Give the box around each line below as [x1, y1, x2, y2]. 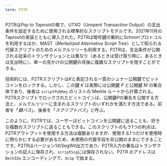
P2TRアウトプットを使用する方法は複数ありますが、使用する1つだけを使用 [5, 130, 158, 136]
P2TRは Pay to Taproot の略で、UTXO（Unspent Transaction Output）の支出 [5, 21, 161, 27]
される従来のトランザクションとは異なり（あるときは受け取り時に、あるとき [5, 53, 163, 59]
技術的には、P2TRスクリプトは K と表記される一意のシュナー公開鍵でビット [5, 76, 159, 82]
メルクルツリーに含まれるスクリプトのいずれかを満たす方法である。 [18, 101, 158, 107]
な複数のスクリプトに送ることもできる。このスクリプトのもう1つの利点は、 [5, 124, 160, 130]
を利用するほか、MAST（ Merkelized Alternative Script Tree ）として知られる [5, 40, 162, 46]
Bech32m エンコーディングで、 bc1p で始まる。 [5, 155, 98, 161]
